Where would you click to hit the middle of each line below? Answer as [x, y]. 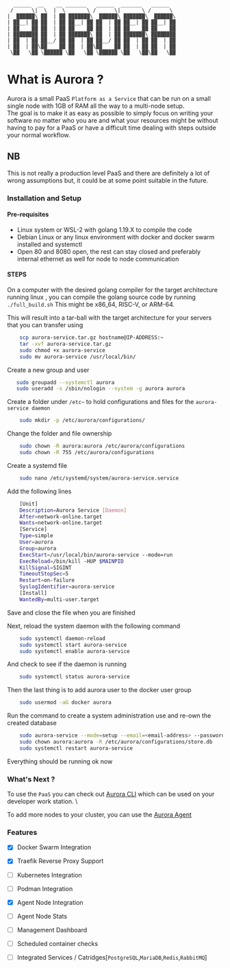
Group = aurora [38, 548]
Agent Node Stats [42, 916]
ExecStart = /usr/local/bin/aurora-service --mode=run [96, 555]
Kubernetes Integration [49, 875]
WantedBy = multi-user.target [59, 599]
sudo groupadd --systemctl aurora [65, 382]
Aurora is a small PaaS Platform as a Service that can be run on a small [109, 98]
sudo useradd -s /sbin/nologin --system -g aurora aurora [101, 389]
